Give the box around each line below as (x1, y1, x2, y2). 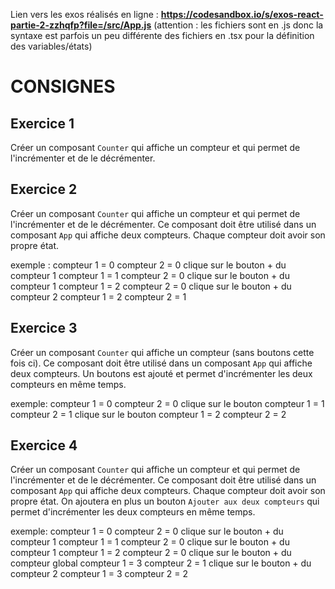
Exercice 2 (10, 181, 78, 198)
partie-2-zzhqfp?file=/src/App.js (10, 19, 152, 31)
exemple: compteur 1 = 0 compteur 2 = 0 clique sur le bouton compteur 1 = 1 (10, 397, 325, 409)
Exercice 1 (10, 115, 75, 132)
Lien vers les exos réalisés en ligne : (10, 9, 159, 20)
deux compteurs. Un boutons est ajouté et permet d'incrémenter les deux (10, 367, 313, 379)
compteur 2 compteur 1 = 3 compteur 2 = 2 (10, 568, 189, 580)
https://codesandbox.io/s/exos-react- (160, 9, 324, 20)
